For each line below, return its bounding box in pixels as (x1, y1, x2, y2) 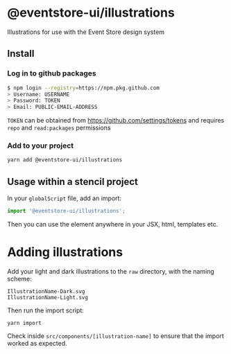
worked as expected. (7, 339, 67, 347)
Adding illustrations (7, 245, 123, 260)
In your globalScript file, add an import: (7, 194, 122, 202)
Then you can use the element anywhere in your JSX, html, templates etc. (7, 220, 219, 228)
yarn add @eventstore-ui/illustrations (7, 157, 123, 163)
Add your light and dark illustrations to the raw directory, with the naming (7, 267, 215, 275)
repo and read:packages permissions (7, 123, 111, 132)
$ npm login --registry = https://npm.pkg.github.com (7, 85, 160, 91)
